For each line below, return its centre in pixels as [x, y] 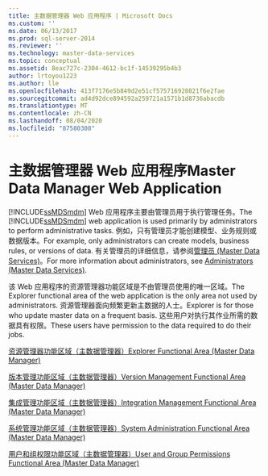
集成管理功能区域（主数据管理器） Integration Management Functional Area [132, 402]
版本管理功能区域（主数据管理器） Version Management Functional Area [127, 377]
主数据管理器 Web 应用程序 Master [122, 171]
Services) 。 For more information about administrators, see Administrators [131, 261]
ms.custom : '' [32, 23]
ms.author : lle [34, 83]
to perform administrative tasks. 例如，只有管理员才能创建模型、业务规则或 [133, 230]
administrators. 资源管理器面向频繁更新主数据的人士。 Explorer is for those [131, 305]
